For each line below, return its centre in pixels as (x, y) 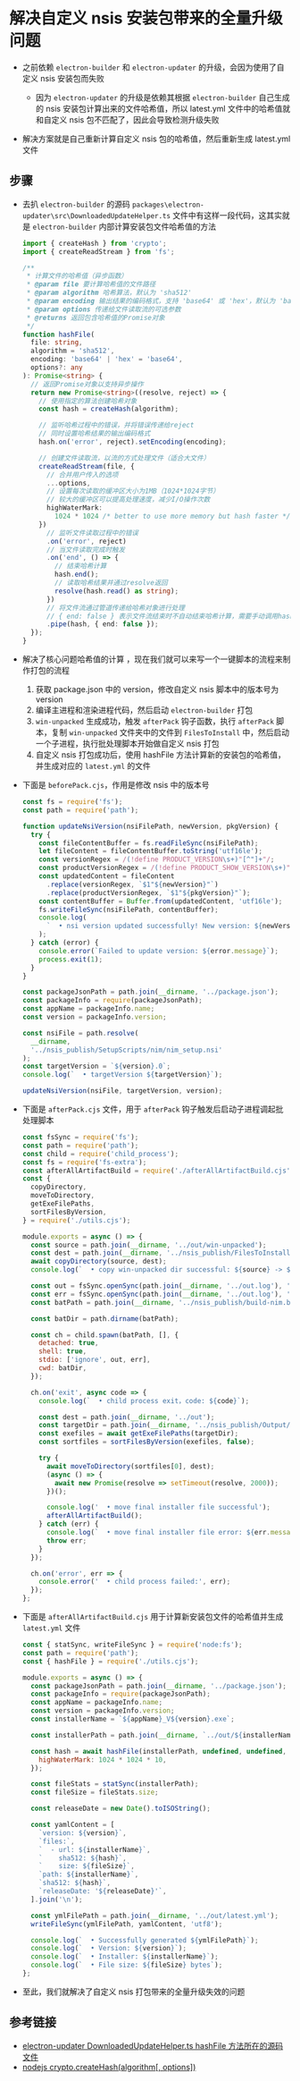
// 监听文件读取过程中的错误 (92, 533)
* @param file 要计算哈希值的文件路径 (91, 284)
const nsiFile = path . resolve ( (80, 1033)
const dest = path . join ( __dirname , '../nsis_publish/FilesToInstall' (162, 1253)
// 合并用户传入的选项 (82, 475)
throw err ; (67, 1540)
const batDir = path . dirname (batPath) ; (105, 1319)
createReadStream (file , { (87, 466)
